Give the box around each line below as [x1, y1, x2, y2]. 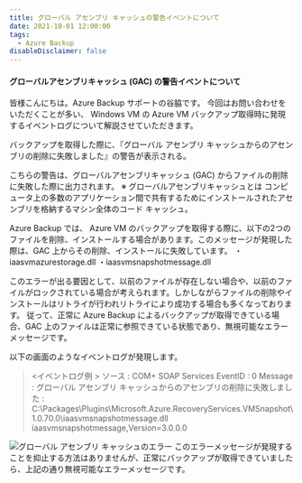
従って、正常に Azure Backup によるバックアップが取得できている [26, 310, 272, 320]
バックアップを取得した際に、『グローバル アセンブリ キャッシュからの [9, 139, 270, 150]
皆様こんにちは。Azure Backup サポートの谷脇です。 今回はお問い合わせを [9, 98, 287, 108]
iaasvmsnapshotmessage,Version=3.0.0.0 [31, 423, 188, 433]
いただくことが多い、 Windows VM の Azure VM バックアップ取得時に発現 [9, 109, 287, 120]
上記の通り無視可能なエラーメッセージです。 [24, 464, 190, 475]
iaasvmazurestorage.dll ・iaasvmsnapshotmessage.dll [9, 256, 212, 267]
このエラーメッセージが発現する [174, 441, 293, 452]
